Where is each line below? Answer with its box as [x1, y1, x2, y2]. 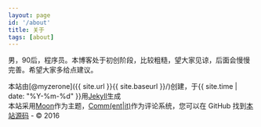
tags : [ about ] [8, 33, 55, 41]
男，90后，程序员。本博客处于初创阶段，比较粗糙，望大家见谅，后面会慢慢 [8, 55, 251, 65]
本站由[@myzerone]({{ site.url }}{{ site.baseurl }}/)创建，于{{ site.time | [8, 82, 237, 91]
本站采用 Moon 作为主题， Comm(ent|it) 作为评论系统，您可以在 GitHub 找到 [8, 101, 247, 111]
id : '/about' [8, 19, 51, 26]
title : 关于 [8, 26, 45, 34]
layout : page [8, 11, 51, 19]
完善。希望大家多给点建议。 [8, 65, 98, 75]
